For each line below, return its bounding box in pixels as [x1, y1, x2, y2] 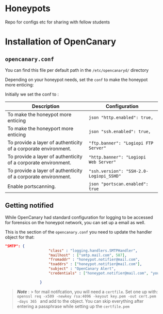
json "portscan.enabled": [88, 181, 149, 187]
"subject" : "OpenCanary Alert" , [48, 266, 116, 271]
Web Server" [88, 159, 116, 165]
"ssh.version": [88, 168, 124, 174]
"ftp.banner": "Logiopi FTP [88, 140, 154, 146]
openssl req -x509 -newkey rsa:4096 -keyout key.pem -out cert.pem [16, 294, 156, 299]
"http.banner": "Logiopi [88, 154, 147, 160]
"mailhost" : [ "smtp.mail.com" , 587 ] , [48, 253, 127, 257]
